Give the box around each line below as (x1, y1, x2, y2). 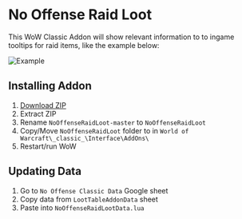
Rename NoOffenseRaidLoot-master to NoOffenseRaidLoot (19, 117, 206, 127)
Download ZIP (19, 100, 66, 109)
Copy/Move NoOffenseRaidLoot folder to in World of (19, 125, 189, 135)
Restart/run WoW (19, 141, 77, 151)
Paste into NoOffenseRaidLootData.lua (19, 202, 145, 213)
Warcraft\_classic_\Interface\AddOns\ (19, 134, 149, 142)
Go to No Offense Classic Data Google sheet (19, 185, 169, 195)
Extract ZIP (19, 109, 57, 118)
